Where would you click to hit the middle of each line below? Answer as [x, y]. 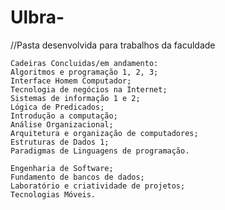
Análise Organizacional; [62, 124]
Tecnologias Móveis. [53, 194]
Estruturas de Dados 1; [60, 142]
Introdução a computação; [64, 116]
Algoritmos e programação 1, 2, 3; [84, 72]
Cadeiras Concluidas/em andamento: [84, 63]
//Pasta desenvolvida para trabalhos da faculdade [113, 45]
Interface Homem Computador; [71, 81]
